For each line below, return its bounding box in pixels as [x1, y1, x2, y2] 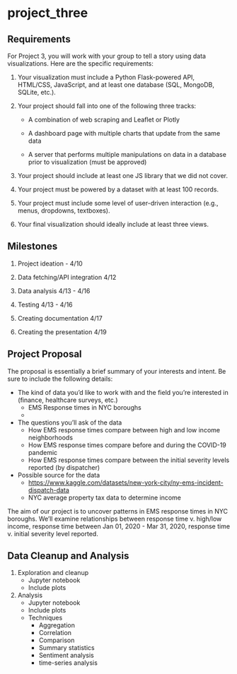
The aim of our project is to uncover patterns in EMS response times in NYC [7, 507, 229, 515]
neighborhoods [28, 433, 73, 442]
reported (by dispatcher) [28, 463, 100, 471]
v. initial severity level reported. [7, 529, 99, 538]
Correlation [38, 629, 72, 637]
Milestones [7, 240, 58, 252]
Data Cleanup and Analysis [7, 550, 129, 562]
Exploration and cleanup [17, 569, 89, 577]
